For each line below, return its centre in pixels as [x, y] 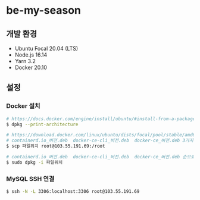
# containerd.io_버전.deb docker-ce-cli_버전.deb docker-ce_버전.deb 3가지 [100, 140]
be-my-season [44, 10]
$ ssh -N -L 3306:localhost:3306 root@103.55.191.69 [73, 192]
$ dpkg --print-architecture [42, 124]
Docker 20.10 [31, 67]
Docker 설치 [23, 106]
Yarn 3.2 [25, 61]
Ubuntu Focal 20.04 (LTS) [46, 49]
